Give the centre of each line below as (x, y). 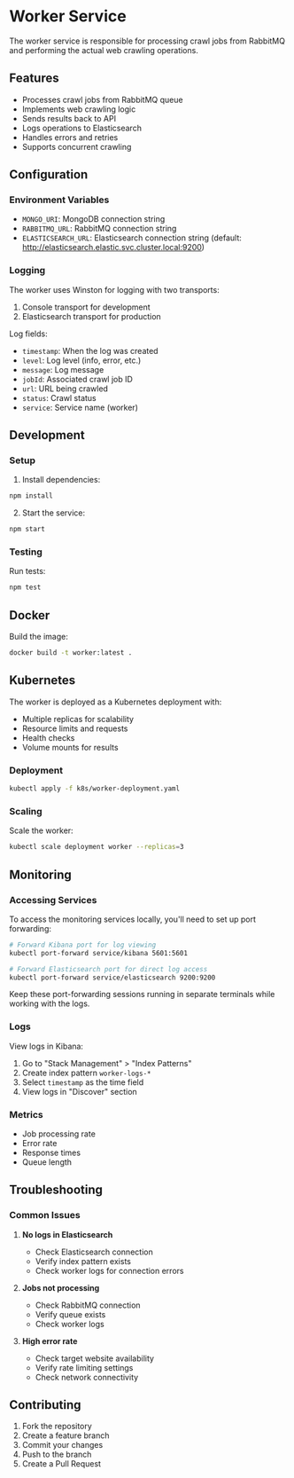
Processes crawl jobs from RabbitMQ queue (102, 99)
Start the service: (54, 513)
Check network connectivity (87, 1377)
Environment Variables (59, 200)
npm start (27, 530)
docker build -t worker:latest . (71, 653)
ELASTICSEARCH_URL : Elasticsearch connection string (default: (132, 238)
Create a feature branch (66, 1435)
